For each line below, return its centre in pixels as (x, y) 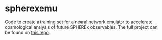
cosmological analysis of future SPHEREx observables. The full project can (81, 27)
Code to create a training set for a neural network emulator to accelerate (79, 22)
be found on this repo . (28, 32)
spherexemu (31, 9)
